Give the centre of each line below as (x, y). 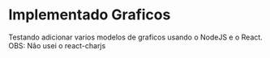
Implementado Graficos (90, 15)
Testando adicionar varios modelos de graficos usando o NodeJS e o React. (136, 37)
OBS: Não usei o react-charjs (57, 45)
